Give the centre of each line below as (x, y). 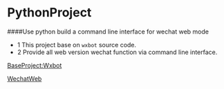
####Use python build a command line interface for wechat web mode (108, 31)
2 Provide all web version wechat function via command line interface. (117, 52)
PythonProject (49, 13)
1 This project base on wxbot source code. (77, 44)
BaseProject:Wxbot (35, 65)
